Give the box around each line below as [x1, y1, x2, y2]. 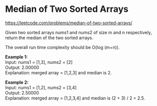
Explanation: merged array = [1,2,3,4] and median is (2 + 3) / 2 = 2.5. [5, 95, 145, 101]
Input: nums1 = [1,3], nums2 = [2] [5, 59, 73, 65]
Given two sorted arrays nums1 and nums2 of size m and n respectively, [5, 29, 152, 35]
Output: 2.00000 [5, 64, 40, 70]
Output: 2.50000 [5, 90, 39, 96]
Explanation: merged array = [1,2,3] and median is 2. [5, 69, 112, 75]
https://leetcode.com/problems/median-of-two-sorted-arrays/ [5, 20, 133, 26]
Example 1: [5, 53, 28, 60]
